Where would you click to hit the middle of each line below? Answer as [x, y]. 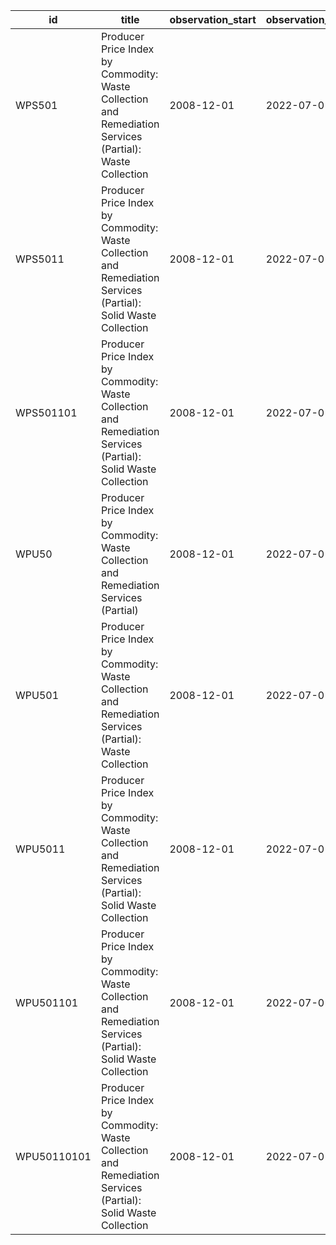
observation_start [213, 19]
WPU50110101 [53, 1156]
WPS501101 [46, 412]
